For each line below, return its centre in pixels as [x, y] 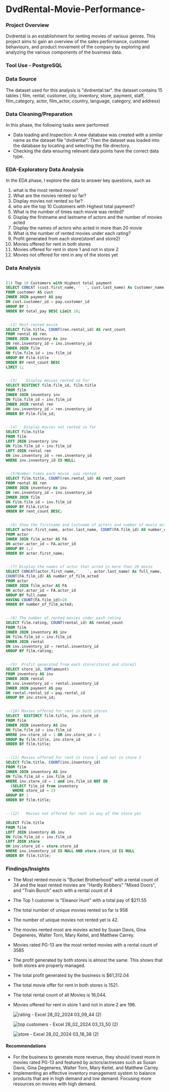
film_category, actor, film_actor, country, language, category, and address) [83, 101]
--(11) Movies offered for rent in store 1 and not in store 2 [74, 758]
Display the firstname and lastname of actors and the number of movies [88, 217]
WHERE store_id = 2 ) [34, 791]
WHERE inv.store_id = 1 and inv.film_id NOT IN [57, 781]
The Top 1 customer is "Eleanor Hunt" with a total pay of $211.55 [80, 901]
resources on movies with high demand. [55, 1084]
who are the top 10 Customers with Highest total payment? [74, 207]
